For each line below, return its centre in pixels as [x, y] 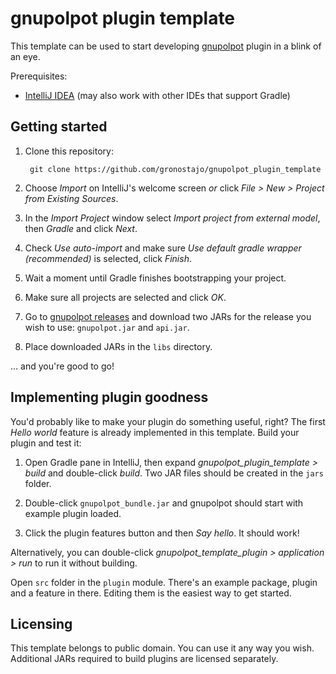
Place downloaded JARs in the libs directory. [118, 346]
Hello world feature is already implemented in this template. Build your [155, 432]
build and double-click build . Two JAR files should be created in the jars [174, 473]
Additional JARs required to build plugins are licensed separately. [144, 659]
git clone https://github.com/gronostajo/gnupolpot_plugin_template [175, 169]
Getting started [59, 127]
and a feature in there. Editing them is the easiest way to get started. [151, 593]
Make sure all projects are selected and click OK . [125, 297]
